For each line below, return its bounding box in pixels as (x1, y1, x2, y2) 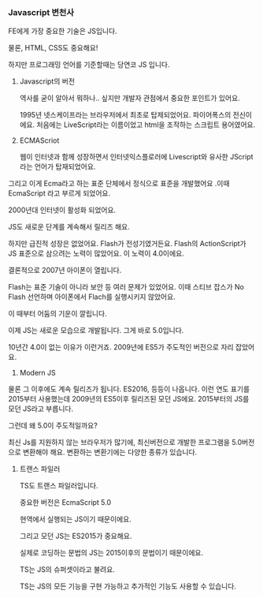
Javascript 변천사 (8, 6, 75, 17)
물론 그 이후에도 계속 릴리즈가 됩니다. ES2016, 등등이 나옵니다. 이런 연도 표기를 (8, 384, 250, 394)
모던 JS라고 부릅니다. (8, 404, 73, 413)
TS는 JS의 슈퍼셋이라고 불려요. (19, 565, 116, 574)
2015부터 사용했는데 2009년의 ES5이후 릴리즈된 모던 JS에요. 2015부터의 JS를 (8, 394, 250, 404)
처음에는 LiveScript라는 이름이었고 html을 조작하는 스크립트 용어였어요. (36, 120, 256, 129)
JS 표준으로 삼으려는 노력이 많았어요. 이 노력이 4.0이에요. (8, 249, 185, 258)
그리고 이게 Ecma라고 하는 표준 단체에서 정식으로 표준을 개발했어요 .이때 (8, 179, 230, 189)
